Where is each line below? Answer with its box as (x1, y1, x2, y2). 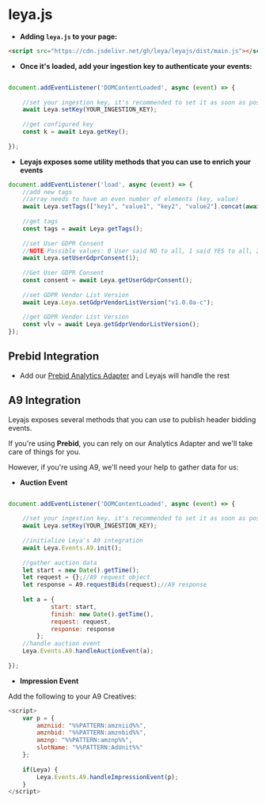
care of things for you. (8, 447, 81, 456)
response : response (50, 625, 115, 633)
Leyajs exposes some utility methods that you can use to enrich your (19, 157, 251, 166)
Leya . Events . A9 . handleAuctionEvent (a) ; (22, 647, 154, 655)
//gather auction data (22, 558, 97, 567)
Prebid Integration (8, 350, 100, 363)
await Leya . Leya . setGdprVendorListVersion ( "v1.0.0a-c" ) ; (22, 299, 215, 306)
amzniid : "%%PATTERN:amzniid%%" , (36, 721, 147, 729)
